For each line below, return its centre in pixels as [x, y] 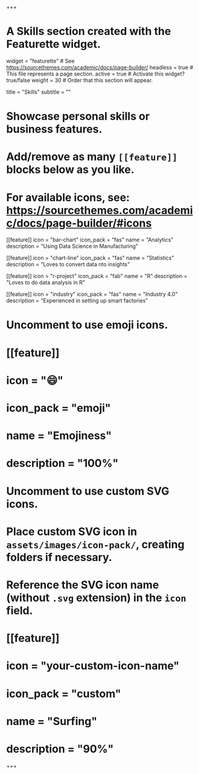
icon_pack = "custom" [64, 694]
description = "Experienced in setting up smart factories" [77, 301]
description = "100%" [62, 463]
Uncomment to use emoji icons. [87, 325]
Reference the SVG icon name [83, 585]
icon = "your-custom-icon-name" [93, 666]
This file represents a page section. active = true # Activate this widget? [96, 74]
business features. [54, 129]
